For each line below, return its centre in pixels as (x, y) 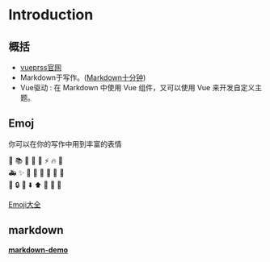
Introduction (51, 15)
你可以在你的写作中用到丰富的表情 (65, 143)
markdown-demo (38, 250)
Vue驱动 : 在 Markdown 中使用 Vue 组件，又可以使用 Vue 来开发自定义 (137, 87)
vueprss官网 (41, 67)
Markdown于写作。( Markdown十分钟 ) (83, 77)
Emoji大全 (25, 204)
